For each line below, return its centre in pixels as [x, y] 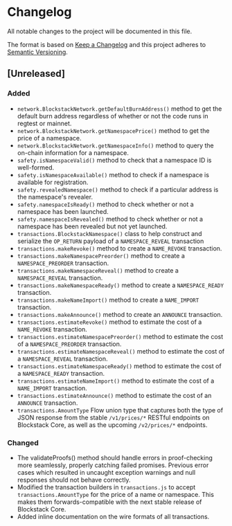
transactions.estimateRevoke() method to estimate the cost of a [109, 322]
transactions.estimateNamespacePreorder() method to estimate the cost [120, 336]
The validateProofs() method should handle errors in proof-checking [115, 457]
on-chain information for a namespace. [73, 152]
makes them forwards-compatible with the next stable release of [109, 502]
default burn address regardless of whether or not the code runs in [113, 116]
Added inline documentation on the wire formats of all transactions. [113, 516]
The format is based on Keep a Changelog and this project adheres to [107, 44]
